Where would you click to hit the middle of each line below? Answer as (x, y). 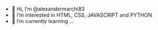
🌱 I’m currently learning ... (43, 21)
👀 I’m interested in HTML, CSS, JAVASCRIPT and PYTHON (82, 15)
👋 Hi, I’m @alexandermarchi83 (48, 9)
